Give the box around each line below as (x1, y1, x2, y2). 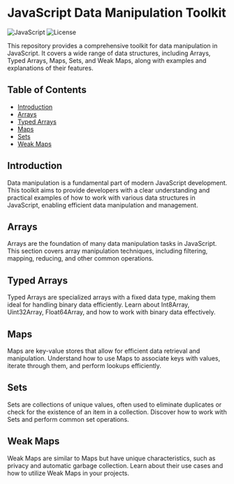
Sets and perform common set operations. (7, 415, 129, 423)
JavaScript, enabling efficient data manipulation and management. (7, 200, 198, 209)
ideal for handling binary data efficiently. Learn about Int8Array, (7, 300, 190, 309)
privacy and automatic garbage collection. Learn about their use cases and (7, 461, 224, 469)
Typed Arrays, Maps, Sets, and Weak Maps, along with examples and (7, 56, 207, 64)
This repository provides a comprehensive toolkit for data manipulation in (7, 41, 218, 50)
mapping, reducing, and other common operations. (7, 254, 154, 263)
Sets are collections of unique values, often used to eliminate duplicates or (7, 400, 222, 409)
